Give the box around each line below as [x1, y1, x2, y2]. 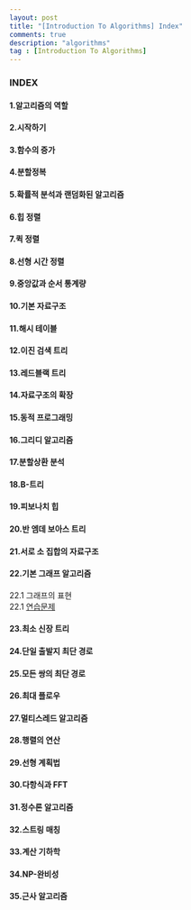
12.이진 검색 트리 [9, 345, 68, 356]
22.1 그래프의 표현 [9, 589, 72, 600]
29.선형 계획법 [9, 757, 60, 768]
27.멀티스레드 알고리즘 [9, 713, 88, 723]
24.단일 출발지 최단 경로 [9, 645, 94, 656]
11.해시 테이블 [9, 323, 58, 333]
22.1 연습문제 [9, 601, 56, 612]
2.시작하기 [9, 123, 47, 133]
